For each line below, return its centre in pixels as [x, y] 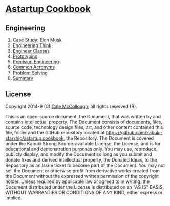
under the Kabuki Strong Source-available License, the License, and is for [83, 143]
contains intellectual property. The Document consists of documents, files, [84, 122]
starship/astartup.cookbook [35, 138]
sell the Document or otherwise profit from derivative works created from [83, 170]
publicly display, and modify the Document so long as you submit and [79, 154]
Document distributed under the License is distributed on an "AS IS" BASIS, [85, 187]
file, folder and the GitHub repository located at [55, 132]
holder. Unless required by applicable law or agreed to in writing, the [78, 181]
